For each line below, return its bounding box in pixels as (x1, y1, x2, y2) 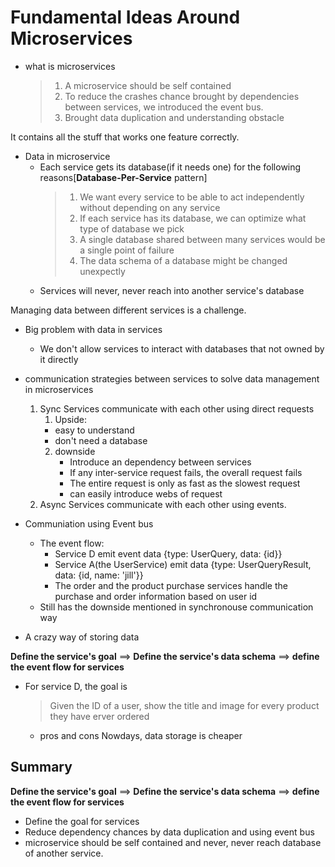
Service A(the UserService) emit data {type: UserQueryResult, (54, 558, 312, 570)
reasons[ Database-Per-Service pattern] (39, 171, 208, 183)
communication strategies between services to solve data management (24, 372, 320, 385)
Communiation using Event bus (24, 517, 154, 530)
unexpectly (79, 265, 126, 277)
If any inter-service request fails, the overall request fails (69, 466, 303, 478)
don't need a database (54, 434, 148, 446)
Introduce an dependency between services (69, 456, 252, 468)
